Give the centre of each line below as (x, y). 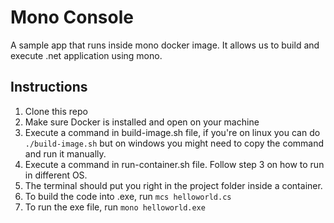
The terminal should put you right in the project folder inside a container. (173, 185)
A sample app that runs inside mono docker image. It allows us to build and (165, 45)
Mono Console (72, 17)
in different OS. (56, 175)
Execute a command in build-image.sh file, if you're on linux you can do (172, 132)
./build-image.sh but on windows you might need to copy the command (174, 143)
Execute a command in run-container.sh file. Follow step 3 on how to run (174, 164)
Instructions (49, 87)
